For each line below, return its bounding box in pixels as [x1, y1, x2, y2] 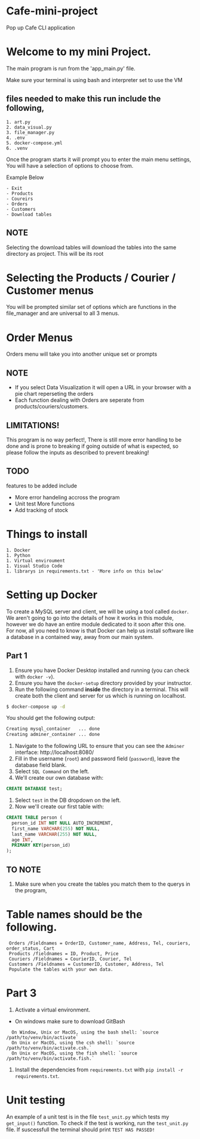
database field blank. [14, 762, 67, 769]
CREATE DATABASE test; [6, 786, 63, 792]
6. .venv [6, 145, 28, 151]
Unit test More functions [14, 500, 75, 507]
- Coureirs [6, 196, 33, 202]
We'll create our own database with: [14, 774, 103, 781]
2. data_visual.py [6, 124, 52, 130]
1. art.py [6, 119, 31, 125]
